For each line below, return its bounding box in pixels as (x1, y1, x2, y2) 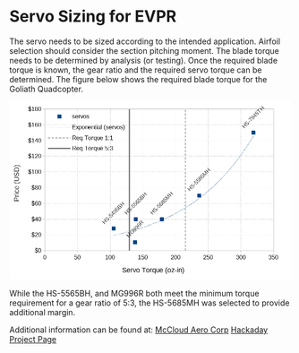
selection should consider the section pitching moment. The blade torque (9, 45, 279, 56)
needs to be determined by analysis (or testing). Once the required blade (9, 55, 278, 65)
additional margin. (9, 307, 76, 318)
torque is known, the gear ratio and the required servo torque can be (9, 65, 262, 75)
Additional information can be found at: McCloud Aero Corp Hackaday (9, 324, 269, 335)
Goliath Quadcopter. (9, 83, 83, 94)
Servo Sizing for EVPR (9, 6, 177, 27)
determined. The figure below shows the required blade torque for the (9, 73, 268, 84)
